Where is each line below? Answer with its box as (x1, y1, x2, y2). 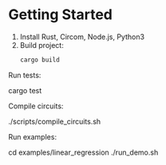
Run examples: (8, 132, 57, 141)
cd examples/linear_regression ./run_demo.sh (8, 147, 159, 157)
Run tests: (8, 70, 41, 80)
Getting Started (8, 6, 113, 24)
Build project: (19, 40, 64, 49)
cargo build (19, 56, 60, 64)
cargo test (8, 85, 42, 95)
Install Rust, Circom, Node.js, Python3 (19, 32, 145, 41)
